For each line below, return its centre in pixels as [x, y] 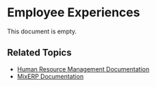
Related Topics [39, 53]
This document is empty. [42, 31]
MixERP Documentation [50, 76]
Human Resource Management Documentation [83, 69]
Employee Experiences [74, 13]
